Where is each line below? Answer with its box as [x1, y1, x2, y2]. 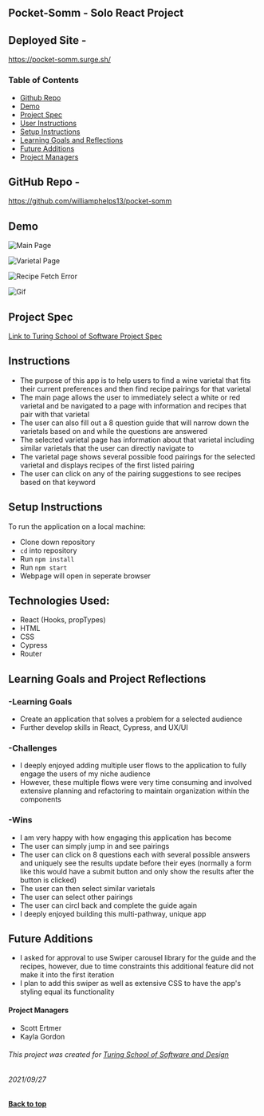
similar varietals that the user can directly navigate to [19, 443, 194, 453]
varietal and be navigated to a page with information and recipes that [19, 400, 247, 410]
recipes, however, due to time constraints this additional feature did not [19, 961, 254, 972]
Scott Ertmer [19, 1023, 62, 1032]
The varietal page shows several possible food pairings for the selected [19, 452, 255, 461]
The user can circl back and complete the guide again [19, 901, 198, 910]
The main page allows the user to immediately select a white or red [19, 392, 241, 402]
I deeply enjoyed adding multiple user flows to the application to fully [19, 761, 247, 771]
